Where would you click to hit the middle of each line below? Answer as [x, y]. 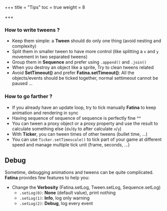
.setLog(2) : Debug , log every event [56, 203]
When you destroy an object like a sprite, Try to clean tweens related [83, 68]
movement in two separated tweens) [50, 57]
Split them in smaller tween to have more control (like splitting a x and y [85, 52]
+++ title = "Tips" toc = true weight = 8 [45, 7]
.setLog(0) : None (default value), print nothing [67, 193]
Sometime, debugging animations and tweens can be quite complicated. [79, 172]
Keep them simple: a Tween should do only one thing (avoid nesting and [86, 41]
